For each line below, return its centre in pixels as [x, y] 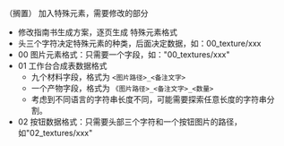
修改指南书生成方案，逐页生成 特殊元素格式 [97, 32]
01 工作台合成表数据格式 [62, 66]
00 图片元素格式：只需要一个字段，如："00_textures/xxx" [124, 55]
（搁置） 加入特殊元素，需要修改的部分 [77, 13]
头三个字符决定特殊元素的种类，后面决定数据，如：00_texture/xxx [139, 43]
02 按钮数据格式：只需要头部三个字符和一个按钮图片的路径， [130, 122]
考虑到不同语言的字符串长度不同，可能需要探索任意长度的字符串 [149, 99]
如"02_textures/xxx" [55, 133]
